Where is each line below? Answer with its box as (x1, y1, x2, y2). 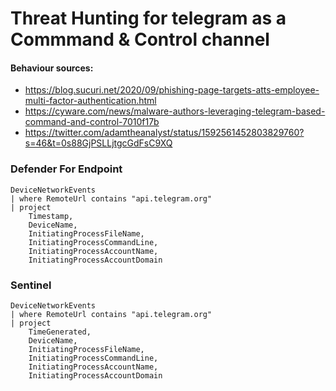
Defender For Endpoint (10, 162, 123, 176)
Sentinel (10, 278, 52, 292)
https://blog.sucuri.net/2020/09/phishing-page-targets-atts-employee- (24, 84, 320, 96)
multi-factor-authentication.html (24, 95, 157, 107)
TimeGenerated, (28, 327, 92, 337)
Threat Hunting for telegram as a (10, 7, 287, 30)
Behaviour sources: (10, 62, 94, 74)
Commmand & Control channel (10, 28, 270, 51)
